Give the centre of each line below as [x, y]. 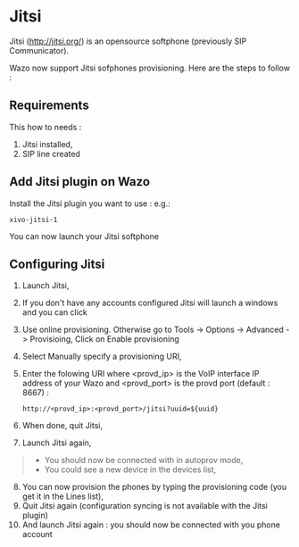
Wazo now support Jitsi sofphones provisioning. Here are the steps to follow [149, 68]
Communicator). [39, 50]
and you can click [54, 312]
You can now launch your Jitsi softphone [84, 236]
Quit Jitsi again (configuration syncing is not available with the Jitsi [145, 506]
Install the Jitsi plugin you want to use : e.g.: [90, 203]
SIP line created [51, 153]
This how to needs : [46, 127]
